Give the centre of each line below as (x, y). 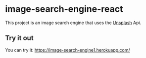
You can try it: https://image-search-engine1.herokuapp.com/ (68, 50)
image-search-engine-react (64, 9)
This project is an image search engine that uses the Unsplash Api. (73, 23)
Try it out (19, 38)
